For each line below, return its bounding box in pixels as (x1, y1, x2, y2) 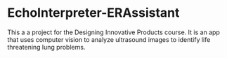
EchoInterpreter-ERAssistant (7, 5, 180, 21)
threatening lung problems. (7, 43, 86, 51)
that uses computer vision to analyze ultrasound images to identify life (7, 35, 211, 43)
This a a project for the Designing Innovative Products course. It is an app (7, 28, 220, 36)
